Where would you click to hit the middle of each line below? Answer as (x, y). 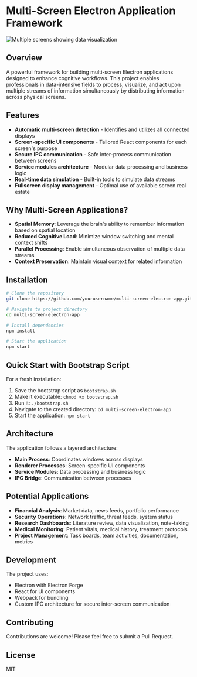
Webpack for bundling (41, 598)
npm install (21, 331)
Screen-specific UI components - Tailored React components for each (101, 142)
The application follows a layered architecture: (62, 448)
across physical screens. (36, 97)
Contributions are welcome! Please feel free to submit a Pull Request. (90, 637)
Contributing (30, 622)
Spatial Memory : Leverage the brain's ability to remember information (99, 224)
